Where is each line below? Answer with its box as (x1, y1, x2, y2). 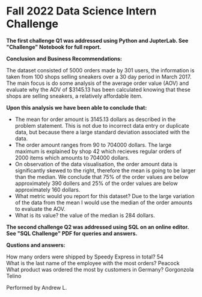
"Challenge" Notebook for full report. (6, 43, 102, 51)
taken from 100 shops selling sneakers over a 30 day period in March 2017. (6, 73, 192, 80)
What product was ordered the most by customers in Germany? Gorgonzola (6, 266, 194, 273)
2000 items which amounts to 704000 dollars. (14, 154, 130, 161)
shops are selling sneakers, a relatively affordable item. (6, 92, 143, 99)
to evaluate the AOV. (14, 205, 66, 212)
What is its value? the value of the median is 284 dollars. (14, 211, 155, 219)
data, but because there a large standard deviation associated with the (14, 128, 190, 136)
